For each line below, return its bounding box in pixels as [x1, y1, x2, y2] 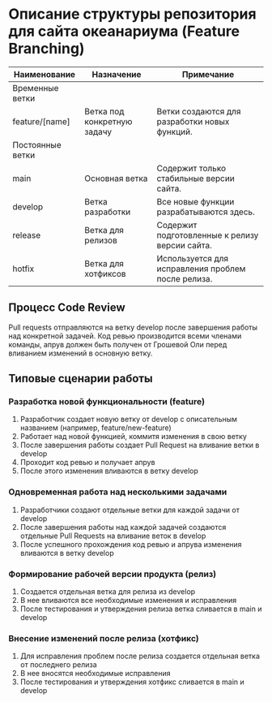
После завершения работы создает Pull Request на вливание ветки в [19, 440, 260, 450]
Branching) [8, 40, 85, 58]
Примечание [181, 68, 235, 80]
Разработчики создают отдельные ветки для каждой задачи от [19, 505, 240, 515]
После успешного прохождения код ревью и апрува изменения [19, 539, 242, 549]
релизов [84, 235, 117, 246]
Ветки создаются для [156, 106, 241, 117]
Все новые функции [156, 196, 235, 207]
